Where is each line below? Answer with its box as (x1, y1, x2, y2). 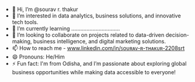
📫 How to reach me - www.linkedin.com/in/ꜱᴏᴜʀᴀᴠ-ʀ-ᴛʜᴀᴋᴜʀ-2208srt (11, 45, 185, 51)
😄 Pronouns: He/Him (11, 53, 65, 60)
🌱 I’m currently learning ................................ (11, 25, 120, 32)
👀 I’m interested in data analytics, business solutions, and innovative (11, 12, 181, 19)
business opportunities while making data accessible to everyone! (11, 69, 176, 75)
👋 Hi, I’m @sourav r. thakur (11, 6, 78, 13)
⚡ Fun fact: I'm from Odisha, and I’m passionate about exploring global (11, 60, 187, 67)
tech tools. (11, 19, 39, 25)
